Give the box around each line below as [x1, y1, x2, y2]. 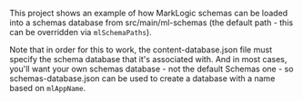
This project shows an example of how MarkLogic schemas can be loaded [9, 8, 288, 18]
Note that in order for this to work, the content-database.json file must [9, 44, 273, 55]
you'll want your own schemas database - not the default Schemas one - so [9, 63, 294, 74]
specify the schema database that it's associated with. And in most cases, [9, 54, 288, 64]
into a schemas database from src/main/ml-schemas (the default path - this [9, 17, 294, 28]
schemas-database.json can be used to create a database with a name [9, 73, 276, 84]
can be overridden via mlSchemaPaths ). [9, 27, 152, 37]
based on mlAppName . [9, 83, 86, 93]
